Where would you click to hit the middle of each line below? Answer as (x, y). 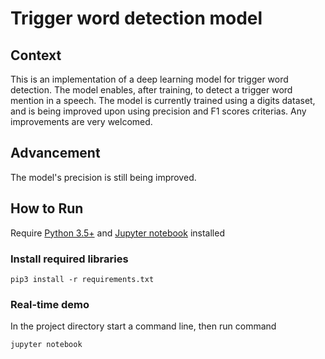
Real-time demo (50, 304)
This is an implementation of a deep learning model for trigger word (149, 79)
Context (36, 55)
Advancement (55, 153)
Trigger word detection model (136, 18)
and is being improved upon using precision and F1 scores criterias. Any (158, 111)
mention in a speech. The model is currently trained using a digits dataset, (163, 100)
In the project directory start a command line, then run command (143, 326)
